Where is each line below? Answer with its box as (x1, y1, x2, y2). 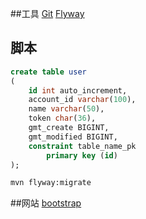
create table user (10, 67, 87, 77)
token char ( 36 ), (28, 113, 97, 124)
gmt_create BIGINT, (28, 123, 110, 133)
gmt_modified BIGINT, (28, 132, 118, 142)
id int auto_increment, (28, 85, 128, 96)
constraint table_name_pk (28, 141, 137, 151)
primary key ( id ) (46, 150, 118, 161)
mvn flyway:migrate (10, 178, 92, 188)
